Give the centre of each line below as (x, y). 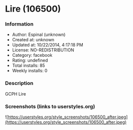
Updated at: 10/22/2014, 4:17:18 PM (48, 45)
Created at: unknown (33, 40)
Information (19, 24)
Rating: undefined (30, 60)
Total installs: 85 (28, 65)
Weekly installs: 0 (30, 71)
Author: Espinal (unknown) (39, 34)
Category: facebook (32, 55)
